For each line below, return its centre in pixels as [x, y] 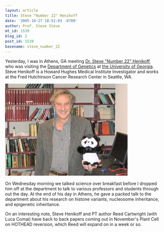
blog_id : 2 [16, 36]
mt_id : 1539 [17, 31]
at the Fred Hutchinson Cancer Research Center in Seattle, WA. [69, 77]
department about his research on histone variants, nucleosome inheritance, [82, 199]
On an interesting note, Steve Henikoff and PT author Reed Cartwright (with [81, 214]
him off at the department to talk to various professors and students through [82, 188]
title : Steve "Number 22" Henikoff [41, 15]
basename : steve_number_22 [33, 47]
